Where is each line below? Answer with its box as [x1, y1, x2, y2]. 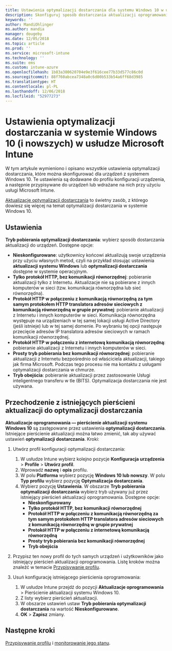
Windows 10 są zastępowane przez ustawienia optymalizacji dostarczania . [5, 425, 166, 431]
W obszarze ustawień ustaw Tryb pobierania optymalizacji [20, 600, 146, 606]
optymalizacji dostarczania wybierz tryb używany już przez [20, 489, 148, 495]
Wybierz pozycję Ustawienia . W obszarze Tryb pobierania [20, 483, 145, 489]
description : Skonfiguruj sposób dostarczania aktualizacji [5, 12, 137, 17]
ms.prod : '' [5, 46, 31, 51]
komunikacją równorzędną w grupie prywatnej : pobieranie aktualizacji [12, 307, 164, 313]
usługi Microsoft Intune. [5, 187, 55, 193]
